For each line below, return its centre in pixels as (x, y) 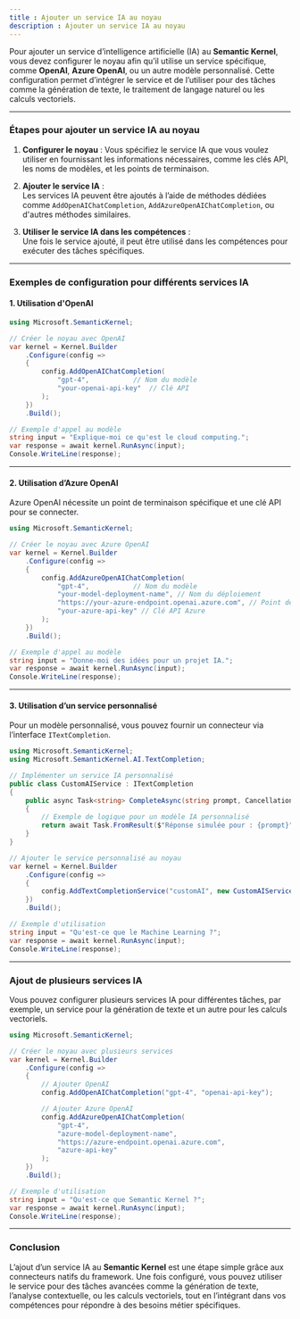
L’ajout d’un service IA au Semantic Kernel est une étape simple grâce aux (146, 1267)
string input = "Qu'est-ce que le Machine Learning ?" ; (115, 932)
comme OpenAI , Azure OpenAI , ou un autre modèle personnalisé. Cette (142, 70)
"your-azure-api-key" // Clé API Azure (131, 611)
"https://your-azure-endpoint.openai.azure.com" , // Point (169, 603)
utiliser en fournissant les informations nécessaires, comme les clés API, (155, 159)
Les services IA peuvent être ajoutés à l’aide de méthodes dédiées (144, 195)
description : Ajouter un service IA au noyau (97, 26)
